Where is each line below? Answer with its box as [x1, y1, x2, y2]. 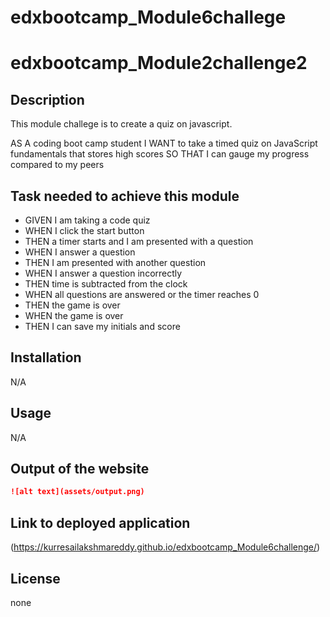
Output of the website [10, 461, 150, 478]
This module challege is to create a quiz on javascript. [10, 118, 233, 130]
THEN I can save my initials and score [24, 321, 181, 332]
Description [10, 91, 85, 108]
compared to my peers [10, 159, 105, 171]
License [10, 570, 61, 587]
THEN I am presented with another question [24, 257, 207, 268]
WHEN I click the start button [24, 225, 145, 236]
